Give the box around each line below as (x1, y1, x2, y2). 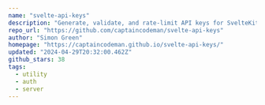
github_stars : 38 (8, 56, 65, 64)
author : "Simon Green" (8, 33, 83, 42)
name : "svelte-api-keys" (8, 11, 90, 20)
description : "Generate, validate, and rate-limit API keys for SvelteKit (8, 19, 259, 27)
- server (15, 84, 44, 93)
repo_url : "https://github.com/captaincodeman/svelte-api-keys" (8, 26, 224, 34)
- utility (15, 70, 47, 78)
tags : (8, 63, 26, 71)
